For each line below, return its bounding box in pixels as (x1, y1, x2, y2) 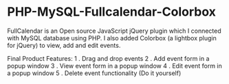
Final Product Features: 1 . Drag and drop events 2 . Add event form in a (7, 54, 210, 62)
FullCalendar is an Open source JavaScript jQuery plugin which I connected (7, 27, 221, 35)
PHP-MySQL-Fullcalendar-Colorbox (7, 4, 217, 20)
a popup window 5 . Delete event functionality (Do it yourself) (7, 69, 182, 77)
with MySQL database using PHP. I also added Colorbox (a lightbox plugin (7, 33, 217, 42)
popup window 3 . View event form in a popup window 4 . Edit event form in (7, 61, 222, 70)
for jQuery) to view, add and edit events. (7, 41, 121, 49)
